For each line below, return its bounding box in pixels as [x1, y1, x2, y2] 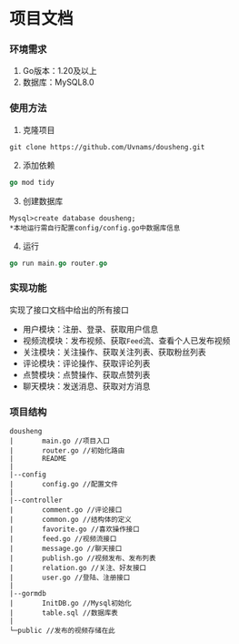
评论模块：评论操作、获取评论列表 [22, 357, 151, 369]
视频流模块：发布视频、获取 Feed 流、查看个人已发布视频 [22, 334, 231, 346]
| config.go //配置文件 [9, 480, 118, 489]
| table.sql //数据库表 [9, 608, 118, 618]
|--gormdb [9, 589, 47, 598]
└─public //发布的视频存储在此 [9, 626, 115, 636]
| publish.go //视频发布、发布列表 [9, 554, 156, 563]
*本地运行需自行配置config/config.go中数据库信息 [9, 223, 181, 232]
